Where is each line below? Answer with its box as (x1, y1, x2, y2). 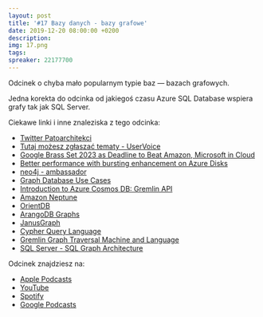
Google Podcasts (19, 299, 77, 309)
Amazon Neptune (19, 192, 78, 202)
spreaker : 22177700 (8, 57, 73, 65)
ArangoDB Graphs (19, 209, 80, 219)
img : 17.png (8, 42, 48, 50)
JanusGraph (19, 217, 61, 228)
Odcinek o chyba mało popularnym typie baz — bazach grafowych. (8, 77, 230, 88)
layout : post (8, 11, 52, 20)
